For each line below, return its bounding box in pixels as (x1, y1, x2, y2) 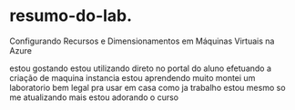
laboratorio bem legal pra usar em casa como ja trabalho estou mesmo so (9, 82, 286, 93)
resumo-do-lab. (9, 5, 133, 26)
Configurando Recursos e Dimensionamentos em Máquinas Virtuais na (9, 35, 275, 46)
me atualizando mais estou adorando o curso (9, 92, 179, 103)
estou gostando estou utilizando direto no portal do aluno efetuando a (9, 63, 271, 74)
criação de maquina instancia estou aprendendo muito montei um (9, 72, 256, 83)
